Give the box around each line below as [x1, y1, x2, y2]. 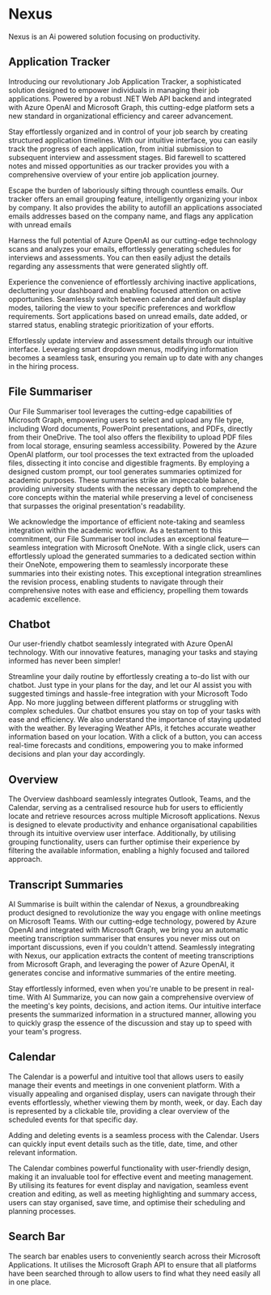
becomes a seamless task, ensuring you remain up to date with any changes [8, 353, 264, 363]
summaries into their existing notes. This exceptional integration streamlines [8, 568, 262, 578]
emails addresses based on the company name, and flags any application [8, 211, 253, 221]
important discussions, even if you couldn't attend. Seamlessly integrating [8, 942, 256, 952]
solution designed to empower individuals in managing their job [8, 85, 220, 95]
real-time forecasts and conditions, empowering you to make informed [8, 741, 244, 750]
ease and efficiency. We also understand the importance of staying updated [8, 715, 261, 724]
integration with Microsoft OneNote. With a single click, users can [41, 542, 260, 552]
